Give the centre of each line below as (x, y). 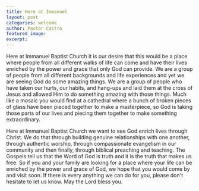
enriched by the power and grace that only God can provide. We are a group (99, 69)
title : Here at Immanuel (37, 12)
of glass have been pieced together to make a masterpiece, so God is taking (99, 107)
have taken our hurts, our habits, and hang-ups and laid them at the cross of (99, 88)
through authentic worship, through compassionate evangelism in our (91, 144)
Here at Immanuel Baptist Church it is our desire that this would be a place (97, 56)
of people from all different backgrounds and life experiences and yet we (95, 75)
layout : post (22, 17)
